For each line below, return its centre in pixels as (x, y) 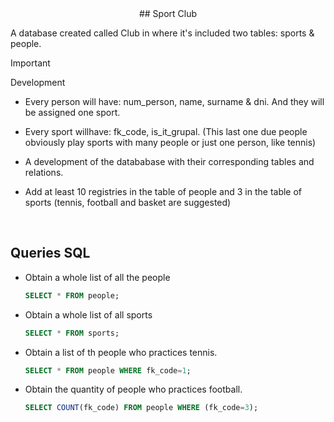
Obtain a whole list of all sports (88, 314)
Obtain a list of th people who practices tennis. (121, 352)
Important (30, 63)
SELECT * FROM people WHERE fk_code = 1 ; (108, 370)
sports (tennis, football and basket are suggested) (128, 202)
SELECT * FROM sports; (72, 333)
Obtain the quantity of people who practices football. (133, 389)
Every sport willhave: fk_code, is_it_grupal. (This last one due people (166, 131)
